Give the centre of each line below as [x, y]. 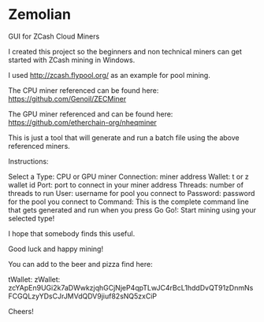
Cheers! [21, 311]
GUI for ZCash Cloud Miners [54, 36]
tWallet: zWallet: [34, 279]
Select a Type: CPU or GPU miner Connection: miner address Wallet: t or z [129, 176]
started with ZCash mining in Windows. [72, 60]
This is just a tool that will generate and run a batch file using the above [124, 137]
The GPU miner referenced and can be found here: [91, 114]
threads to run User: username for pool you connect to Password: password [132, 193]
